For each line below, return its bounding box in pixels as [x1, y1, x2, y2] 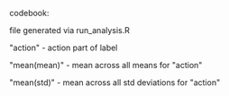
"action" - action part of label [9, 42, 118, 53]
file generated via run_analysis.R [9, 25, 131, 35]
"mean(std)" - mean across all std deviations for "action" [9, 77, 221, 88]
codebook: [9, 8, 50, 18]
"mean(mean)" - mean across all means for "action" [9, 60, 203, 70]
